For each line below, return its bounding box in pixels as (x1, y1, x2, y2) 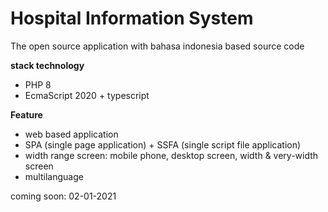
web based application (24, 128, 119, 140)
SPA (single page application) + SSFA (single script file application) (24, 138, 302, 151)
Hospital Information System (10, 7, 254, 30)
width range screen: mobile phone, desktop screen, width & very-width (24, 149, 319, 161)
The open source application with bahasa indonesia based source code (10, 40, 305, 52)
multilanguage (24, 170, 84, 182)
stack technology (10, 59, 85, 71)
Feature (10, 108, 43, 121)
